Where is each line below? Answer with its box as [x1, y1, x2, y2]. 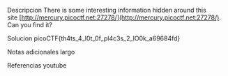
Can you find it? [7, 21, 52, 29]
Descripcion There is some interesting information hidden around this [7, 6, 207, 14]
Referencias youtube [7, 61, 67, 69]
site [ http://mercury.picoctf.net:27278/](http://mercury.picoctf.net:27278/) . [7, 13, 222, 22]
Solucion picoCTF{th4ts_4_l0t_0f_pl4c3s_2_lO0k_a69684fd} [7, 34, 181, 43]
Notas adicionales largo [7, 48, 75, 56]
